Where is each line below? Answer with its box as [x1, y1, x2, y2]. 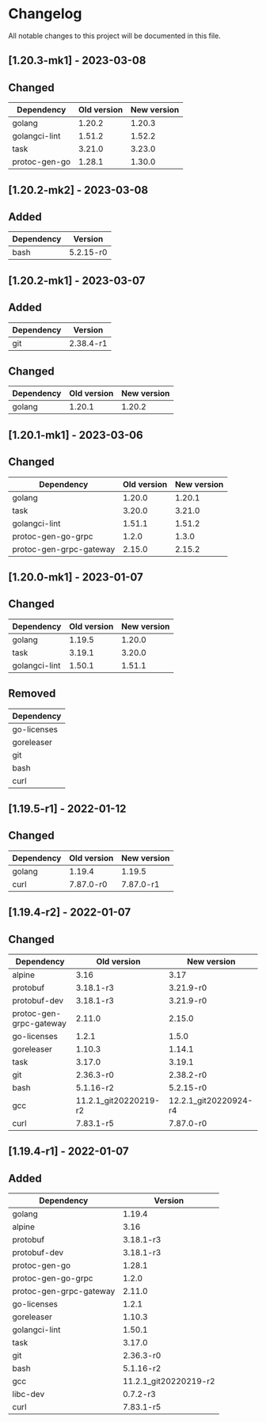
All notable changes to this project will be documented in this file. [8, 31, 222, 40]
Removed [8, 687, 56, 701]
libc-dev [12, 1389, 45, 1400]
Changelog [8, 5, 82, 23]
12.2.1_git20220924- [169, 1094, 253, 1105]
